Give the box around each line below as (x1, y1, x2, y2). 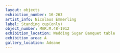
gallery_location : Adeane (5, 40, 60, 45)
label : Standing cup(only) (5, 21, 63, 27)
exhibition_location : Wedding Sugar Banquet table (5, 31, 115, 36)
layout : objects (5, 7, 40, 13)
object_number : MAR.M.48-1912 (5, 26, 70, 31)
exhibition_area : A (5, 36, 47, 41)
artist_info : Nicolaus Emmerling (5, 17, 77, 22)
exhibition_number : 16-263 (5, 12, 63, 17)
